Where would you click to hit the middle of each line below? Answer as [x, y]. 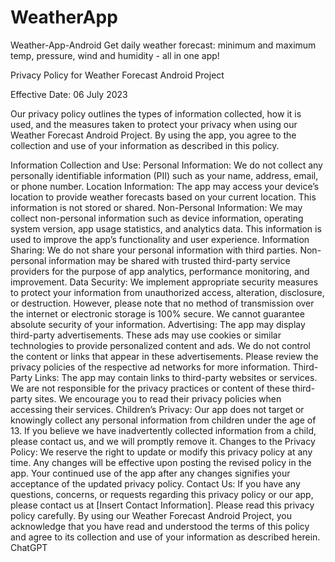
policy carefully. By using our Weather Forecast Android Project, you [151, 515]
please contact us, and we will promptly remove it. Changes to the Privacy [163, 441]
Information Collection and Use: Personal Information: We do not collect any [166, 165]
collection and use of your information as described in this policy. [145, 145]
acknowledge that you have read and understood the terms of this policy [160, 526]
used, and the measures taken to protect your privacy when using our [154, 124]
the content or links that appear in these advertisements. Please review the [164, 356]
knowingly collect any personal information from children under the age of [163, 420]
